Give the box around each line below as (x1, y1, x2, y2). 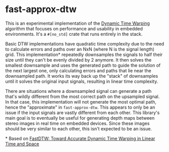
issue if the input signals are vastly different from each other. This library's (5, 110, 160, 116)
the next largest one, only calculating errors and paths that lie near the (5, 67, 151, 74)
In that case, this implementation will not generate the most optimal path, (5, 98, 156, 105)
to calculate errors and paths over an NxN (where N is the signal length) (5, 46, 155, 52)
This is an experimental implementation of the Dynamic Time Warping (5, 20, 150, 26)
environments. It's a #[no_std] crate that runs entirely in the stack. (5, 31, 143, 37)
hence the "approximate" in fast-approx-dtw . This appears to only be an (5, 104, 155, 110)
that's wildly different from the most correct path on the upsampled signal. (5, 93, 160, 99)
